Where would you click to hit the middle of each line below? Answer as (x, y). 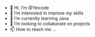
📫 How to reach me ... (33, 29)
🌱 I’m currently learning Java (39, 18)
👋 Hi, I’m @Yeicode (29, 8)
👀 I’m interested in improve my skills (47, 13)
